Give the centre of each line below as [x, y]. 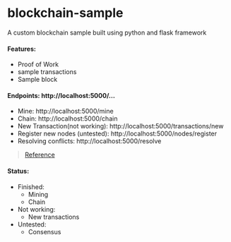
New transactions [54, 217]
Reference [40, 155]
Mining [38, 194]
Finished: [31, 187]
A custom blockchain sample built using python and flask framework [107, 32]
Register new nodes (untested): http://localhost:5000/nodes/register [117, 134]
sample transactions [47, 72]
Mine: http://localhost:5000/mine [66, 111]
